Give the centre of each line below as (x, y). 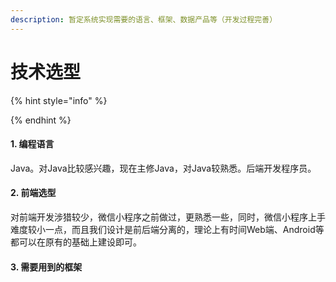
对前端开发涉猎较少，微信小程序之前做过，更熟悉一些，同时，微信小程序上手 (168, 217)
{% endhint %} (41, 120)
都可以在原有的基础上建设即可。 (76, 242)
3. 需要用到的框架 (46, 267)
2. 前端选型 (33, 193)
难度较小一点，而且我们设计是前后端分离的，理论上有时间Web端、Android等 (167, 229)
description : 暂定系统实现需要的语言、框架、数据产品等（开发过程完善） (144, 19)
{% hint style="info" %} (59, 100)
